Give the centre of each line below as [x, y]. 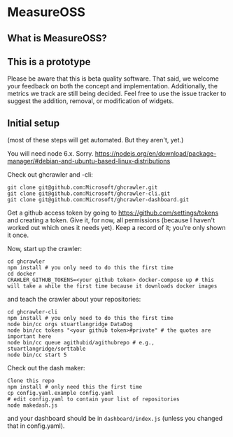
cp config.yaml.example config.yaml [61, 394]
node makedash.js [33, 405]
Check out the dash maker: [46, 368]
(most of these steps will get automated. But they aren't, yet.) [96, 140]
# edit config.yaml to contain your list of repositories [93, 399]
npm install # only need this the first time [75, 387]
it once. [18, 235]
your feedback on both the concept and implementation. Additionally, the [113, 86]
